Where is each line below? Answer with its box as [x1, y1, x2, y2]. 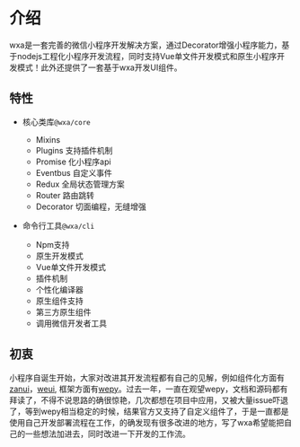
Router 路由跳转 [35, 189, 94, 200]
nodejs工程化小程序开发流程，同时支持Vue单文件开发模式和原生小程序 [16, 50, 278, 61]
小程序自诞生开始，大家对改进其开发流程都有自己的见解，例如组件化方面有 [9, 372, 285, 382]
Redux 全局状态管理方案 [35, 179, 125, 189]
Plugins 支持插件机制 [35, 145, 113, 155]
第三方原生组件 [35, 306, 92, 317]
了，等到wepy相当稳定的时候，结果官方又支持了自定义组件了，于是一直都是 [9, 406, 289, 416]
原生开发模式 [35, 250, 84, 261]
